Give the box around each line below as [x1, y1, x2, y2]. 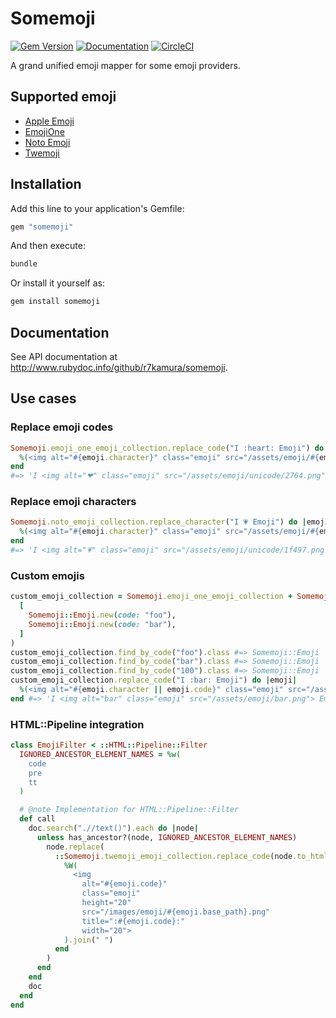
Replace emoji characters [10, 495, 137, 509]
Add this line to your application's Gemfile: [10, 202, 185, 214]
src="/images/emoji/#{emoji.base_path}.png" [81, 907, 271, 917]
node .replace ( [46, 842, 105, 852]
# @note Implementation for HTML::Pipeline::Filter [19, 805, 240, 815]
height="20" [81, 898, 132, 908]
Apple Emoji [24, 115, 75, 127]
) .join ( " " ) [63, 935, 114, 945]
